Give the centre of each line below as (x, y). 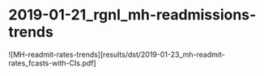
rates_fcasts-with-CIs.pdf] (52, 63)
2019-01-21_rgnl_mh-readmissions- (132, 15)
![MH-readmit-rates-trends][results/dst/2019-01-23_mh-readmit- (117, 54)
